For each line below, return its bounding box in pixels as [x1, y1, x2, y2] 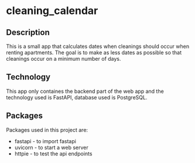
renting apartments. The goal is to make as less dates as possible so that [6, 49, 182, 56]
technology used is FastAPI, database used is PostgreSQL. [6, 93, 148, 100]
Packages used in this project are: [6, 126, 88, 133]
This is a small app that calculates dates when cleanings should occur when [6, 43, 189, 50]
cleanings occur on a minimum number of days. [6, 56, 121, 62]
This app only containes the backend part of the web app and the [6, 88, 164, 95]
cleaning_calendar [6, 4, 98, 18]
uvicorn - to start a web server [14, 144, 89, 151]
